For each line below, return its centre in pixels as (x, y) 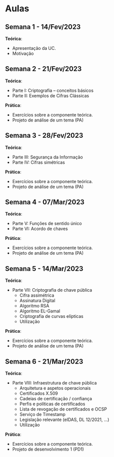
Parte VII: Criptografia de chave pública (52, 290)
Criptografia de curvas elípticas (51, 316)
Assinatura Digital (37, 301)
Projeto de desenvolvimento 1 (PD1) (48, 449)
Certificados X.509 (39, 393)
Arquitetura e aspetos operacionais (55, 388)
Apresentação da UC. (34, 48)
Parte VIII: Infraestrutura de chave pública (54, 383)
